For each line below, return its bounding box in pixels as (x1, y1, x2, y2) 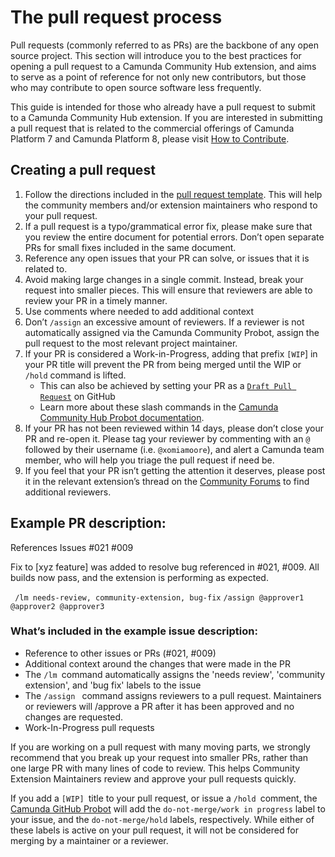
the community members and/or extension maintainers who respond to (24, 199, 318, 211)
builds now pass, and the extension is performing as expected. (10, 571, 269, 583)
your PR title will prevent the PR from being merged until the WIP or (24, 358, 302, 370)
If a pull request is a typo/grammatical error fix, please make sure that (24, 220, 313, 232)
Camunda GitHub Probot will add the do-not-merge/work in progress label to (10, 802, 326, 815)
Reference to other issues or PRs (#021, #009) (24, 647, 217, 659)
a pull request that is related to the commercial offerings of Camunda (10, 122, 295, 134)
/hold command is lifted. (24, 369, 127, 381)
